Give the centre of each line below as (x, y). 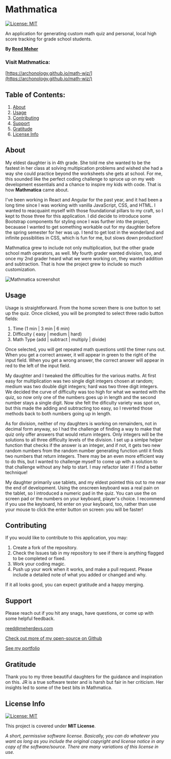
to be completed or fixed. (39, 559)
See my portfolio (23, 649)
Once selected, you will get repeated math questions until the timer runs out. (85, 349)
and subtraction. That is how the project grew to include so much (74, 264)
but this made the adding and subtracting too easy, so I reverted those (79, 408)
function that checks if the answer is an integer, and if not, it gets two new (83, 445)
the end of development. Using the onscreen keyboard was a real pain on (82, 487)
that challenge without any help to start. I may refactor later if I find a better (84, 467)
